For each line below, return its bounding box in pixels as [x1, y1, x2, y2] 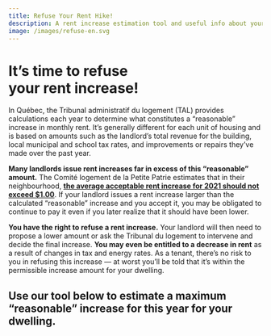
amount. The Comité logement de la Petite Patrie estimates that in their [8, 173, 245, 183]
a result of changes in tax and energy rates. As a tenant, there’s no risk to [8, 248, 252, 258]
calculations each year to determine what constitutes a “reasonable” [8, 114, 236, 124]
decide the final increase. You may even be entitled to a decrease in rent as [8, 240, 262, 250]
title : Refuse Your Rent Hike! [8, 11, 114, 20]
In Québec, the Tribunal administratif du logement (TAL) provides [8, 106, 224, 115]
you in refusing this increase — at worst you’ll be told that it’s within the [8, 257, 245, 267]
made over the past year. [8, 149, 91, 158]
